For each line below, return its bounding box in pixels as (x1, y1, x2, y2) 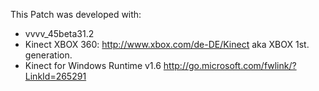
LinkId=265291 (24, 70, 87, 82)
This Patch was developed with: (10, 9, 142, 20)
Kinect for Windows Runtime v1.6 (24, 60, 162, 71)
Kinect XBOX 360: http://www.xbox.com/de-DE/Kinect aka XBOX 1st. (24, 39, 310, 50)
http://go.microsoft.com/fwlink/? (163, 60, 297, 71)
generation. (24, 49, 73, 61)
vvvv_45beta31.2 (24, 28, 95, 39)
